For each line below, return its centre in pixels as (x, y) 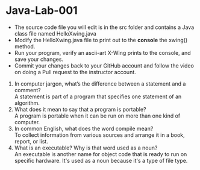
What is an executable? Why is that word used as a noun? (86, 148)
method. (25, 46)
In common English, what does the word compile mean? (84, 128)
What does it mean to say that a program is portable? (80, 109)
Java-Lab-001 (42, 11)
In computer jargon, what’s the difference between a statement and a (100, 83)
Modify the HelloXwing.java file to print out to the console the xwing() (101, 40)
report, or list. (31, 141)
